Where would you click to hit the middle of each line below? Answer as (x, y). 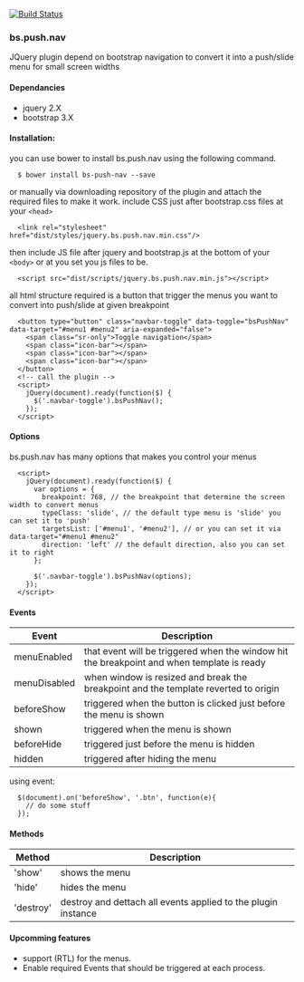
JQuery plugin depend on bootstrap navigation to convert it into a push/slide (152, 57)
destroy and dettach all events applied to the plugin (169, 902)
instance (79, 913)
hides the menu (93, 888)
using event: (33, 781)
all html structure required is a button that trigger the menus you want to (144, 295)
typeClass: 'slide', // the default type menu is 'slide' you (161, 513)
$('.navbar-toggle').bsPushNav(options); (113, 576)
